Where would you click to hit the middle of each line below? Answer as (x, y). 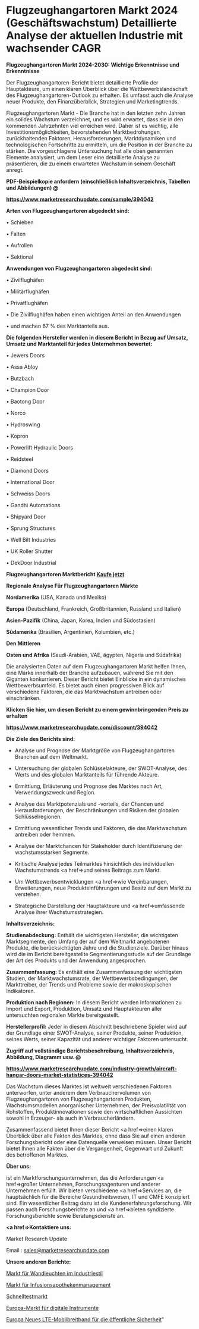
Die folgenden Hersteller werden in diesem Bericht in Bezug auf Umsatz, (97, 337)
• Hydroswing (23, 424)
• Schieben (20, 222)
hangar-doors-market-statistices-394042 (60, 1074)
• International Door (31, 482)
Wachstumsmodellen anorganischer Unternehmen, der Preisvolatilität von (96, 1105)
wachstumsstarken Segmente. (52, 852)
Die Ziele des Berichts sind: (41, 739)
